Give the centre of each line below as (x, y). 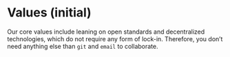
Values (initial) (49, 13)
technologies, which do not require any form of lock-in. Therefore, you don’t (115, 38)
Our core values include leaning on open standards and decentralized (106, 32)
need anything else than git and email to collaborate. (83, 46)
